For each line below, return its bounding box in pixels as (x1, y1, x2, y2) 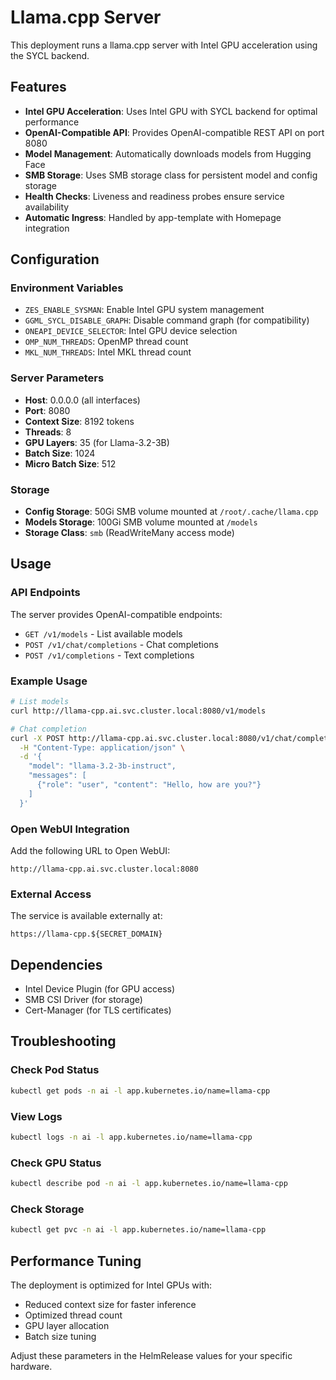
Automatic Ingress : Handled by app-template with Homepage (24, 211, 282, 223)
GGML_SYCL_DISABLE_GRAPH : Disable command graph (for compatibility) (24, 314, 310, 326)
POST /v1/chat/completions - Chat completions (24, 638, 219, 650)
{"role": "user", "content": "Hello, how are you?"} (36, 780, 262, 790)
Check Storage (10, 1202, 85, 1216)
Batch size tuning (24, 1330, 97, 1342)
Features (10, 79, 67, 96)
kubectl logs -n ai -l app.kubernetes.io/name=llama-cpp (10, 1132, 253, 1142)
